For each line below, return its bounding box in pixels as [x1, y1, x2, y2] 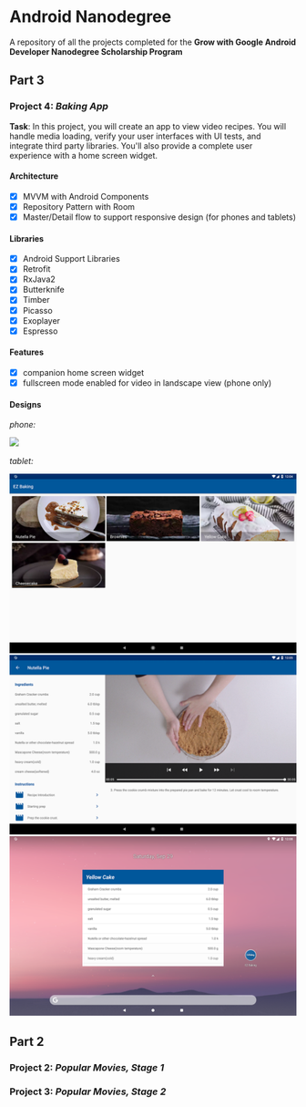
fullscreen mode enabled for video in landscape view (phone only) [22, 377, 272, 388]
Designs [9, 398, 42, 409]
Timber [22, 295, 50, 305]
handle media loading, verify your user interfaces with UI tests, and [9, 130, 261, 141]
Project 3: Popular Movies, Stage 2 [9, 1085, 167, 1098]
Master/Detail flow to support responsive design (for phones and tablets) [22, 212, 297, 222]
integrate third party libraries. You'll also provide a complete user [9, 140, 253, 151]
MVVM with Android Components [22, 191, 149, 202]
